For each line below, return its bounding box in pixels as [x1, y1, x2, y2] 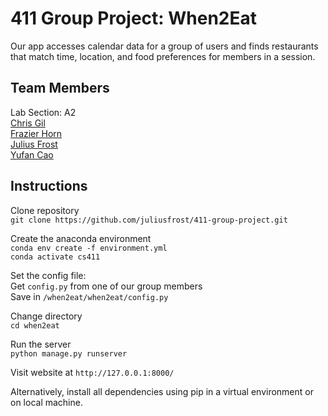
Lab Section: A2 [10, 106, 77, 118]
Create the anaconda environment [10, 232, 152, 244]
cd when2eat [10, 320, 60, 331]
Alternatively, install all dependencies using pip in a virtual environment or [10, 385, 314, 397]
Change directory [10, 310, 83, 322]
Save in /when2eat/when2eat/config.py [10, 290, 169, 302]
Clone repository [10, 204, 80, 216]
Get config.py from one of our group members [10, 280, 203, 292]
